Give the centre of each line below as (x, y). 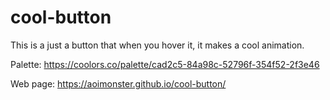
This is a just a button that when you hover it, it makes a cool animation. (157, 45)
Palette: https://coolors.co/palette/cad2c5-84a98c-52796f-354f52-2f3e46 (165, 64)
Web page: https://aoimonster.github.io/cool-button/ (118, 83)
